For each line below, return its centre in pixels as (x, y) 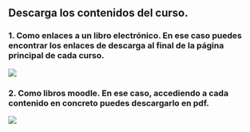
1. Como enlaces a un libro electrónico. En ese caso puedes (125, 36)
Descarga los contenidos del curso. (98, 13)
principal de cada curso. (57, 56)
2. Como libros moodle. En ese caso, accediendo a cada (119, 93)
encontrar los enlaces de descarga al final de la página (116, 45)
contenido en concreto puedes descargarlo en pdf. (109, 103)
